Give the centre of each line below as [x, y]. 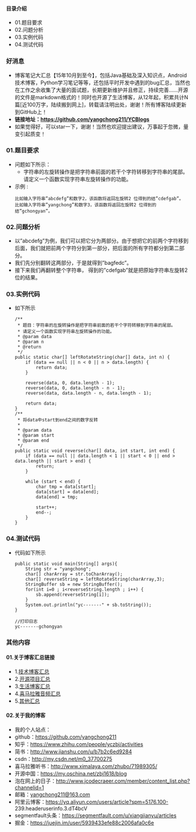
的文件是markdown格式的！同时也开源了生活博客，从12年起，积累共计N [102, 97]
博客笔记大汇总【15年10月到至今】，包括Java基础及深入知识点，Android [101, 75]
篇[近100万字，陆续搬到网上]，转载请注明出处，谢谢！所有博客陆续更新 [100, 105]
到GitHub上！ [31, 112]
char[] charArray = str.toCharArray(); [74, 574]
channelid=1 [29, 788]
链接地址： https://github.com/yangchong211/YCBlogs [82, 119]
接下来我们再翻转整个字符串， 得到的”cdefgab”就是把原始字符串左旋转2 [101, 270]
